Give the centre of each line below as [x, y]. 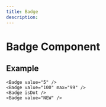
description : [22, 17]
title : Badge [22, 12]
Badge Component [53, 47]
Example [23, 69]
